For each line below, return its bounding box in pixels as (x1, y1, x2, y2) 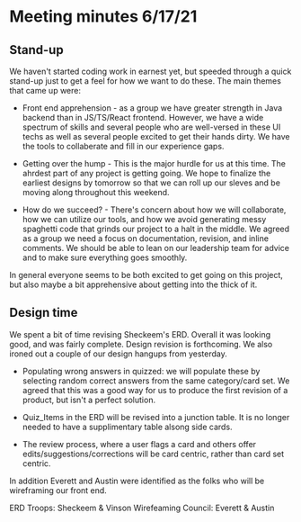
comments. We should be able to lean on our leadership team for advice (22, 243, 290, 253)
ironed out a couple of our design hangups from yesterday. (9, 348, 227, 359)
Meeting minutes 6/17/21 (9, 6, 198, 27)
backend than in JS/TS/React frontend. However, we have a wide (22, 112, 264, 122)
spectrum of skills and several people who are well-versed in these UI (22, 121, 281, 132)
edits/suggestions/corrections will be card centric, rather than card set (22, 448, 285, 459)
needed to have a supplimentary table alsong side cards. (22, 421, 233, 432)
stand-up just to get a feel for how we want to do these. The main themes (9, 76, 281, 86)
